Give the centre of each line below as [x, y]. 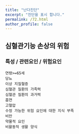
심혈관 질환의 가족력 [23, 89]
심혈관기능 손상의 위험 [37, 46]
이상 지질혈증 [17, 84]
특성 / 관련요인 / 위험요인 [33, 61]
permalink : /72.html [27, 19]
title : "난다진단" [22, 10]
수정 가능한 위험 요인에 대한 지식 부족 [39, 111]
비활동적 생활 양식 [21, 127]
